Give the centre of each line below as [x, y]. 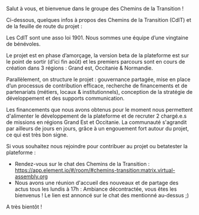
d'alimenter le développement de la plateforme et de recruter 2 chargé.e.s [97, 116]
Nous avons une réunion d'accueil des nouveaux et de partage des [97, 183]
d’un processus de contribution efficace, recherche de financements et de [97, 86]
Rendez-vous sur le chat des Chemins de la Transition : [82, 164]
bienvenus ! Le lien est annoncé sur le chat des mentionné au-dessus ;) [102, 195]
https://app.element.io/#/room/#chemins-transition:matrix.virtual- [95, 170]
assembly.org [31, 176]
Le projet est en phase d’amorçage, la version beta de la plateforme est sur [98, 55]
